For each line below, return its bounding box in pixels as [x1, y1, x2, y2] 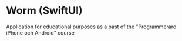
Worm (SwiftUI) [6, 4, 83, 17]
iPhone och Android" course [6, 29, 75, 36]
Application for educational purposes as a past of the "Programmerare [6, 23, 177, 30]
